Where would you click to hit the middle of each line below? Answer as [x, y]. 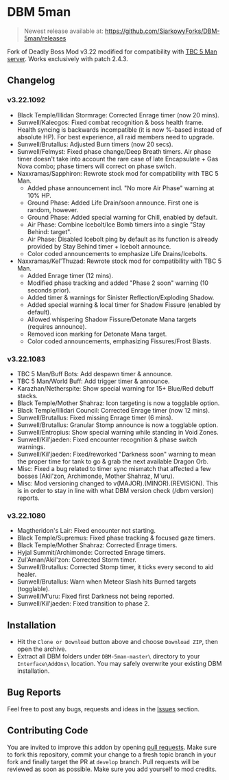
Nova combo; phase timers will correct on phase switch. [97, 166]
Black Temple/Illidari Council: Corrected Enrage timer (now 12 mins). [113, 410]
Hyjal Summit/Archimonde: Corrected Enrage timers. [91, 553]
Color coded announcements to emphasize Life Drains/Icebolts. [117, 253]
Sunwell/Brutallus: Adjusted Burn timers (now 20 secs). [95, 144]
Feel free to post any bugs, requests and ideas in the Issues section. [104, 709]
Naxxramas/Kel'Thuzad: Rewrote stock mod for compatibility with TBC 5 [119, 261]
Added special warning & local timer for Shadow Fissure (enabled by [124, 305]
